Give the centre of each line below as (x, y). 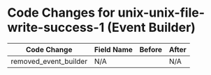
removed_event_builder (49, 61)
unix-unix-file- (161, 13)
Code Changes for (61, 13)
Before (151, 49)
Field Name (113, 49)
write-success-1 (56, 27)
